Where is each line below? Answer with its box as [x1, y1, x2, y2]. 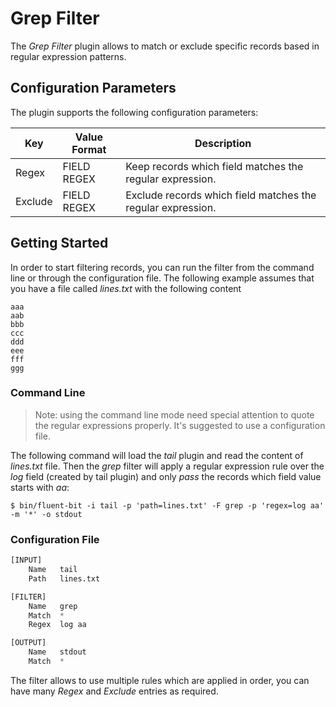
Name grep [28, 601, 78, 611]
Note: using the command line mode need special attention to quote [34, 408, 315, 421]
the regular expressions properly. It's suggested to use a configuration [34, 419, 326, 431]
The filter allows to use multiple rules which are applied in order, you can [10, 674, 310, 686]
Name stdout [28, 647, 87, 657]
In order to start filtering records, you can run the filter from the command [10, 261, 315, 273]
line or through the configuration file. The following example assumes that [10, 272, 315, 284]
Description [194, 136, 252, 150]
